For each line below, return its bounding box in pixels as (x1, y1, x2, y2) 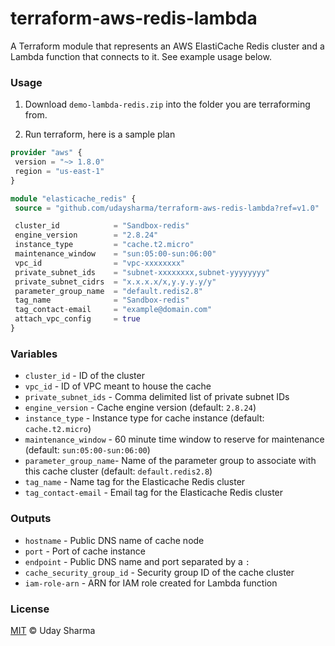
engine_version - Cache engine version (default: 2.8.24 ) (24, 402, 257, 414)
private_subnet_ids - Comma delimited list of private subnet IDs (24, 391, 290, 403)
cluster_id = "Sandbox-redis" (14, 221, 190, 231)
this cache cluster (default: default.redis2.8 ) (24, 465, 213, 477)
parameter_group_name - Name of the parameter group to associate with (24, 455, 317, 467)
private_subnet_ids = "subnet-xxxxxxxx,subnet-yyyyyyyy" (14, 267, 271, 277)
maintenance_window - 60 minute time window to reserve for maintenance (24, 433, 325, 446)
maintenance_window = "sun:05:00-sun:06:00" (14, 249, 217, 259)
